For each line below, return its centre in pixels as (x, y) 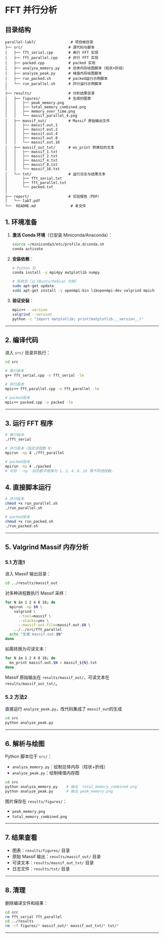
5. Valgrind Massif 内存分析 (47, 547)
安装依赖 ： (23, 259)
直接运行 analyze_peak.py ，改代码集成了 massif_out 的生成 (63, 709)
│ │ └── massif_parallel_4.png (41, 116)
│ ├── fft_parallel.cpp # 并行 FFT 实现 (52, 58)
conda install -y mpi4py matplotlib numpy (56, 272)
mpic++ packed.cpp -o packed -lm (39, 402)
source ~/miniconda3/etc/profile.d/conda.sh (58, 244)
